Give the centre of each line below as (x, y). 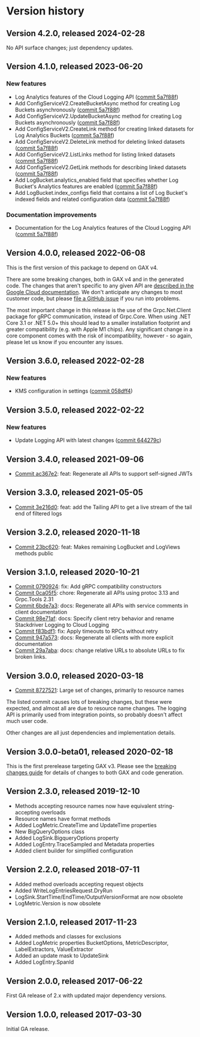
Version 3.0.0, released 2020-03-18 (75, 676)
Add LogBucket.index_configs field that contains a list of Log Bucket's (101, 192)
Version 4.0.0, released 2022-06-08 (76, 253)
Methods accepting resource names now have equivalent (86, 806)
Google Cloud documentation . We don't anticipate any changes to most (94, 292)
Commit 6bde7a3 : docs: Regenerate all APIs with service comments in (101, 606)
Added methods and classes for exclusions (68, 937)
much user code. (27, 721)
